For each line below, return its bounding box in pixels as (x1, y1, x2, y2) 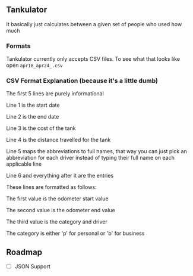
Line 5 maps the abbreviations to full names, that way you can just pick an (6, 148, 187, 155)
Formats (6, 42, 31, 50)
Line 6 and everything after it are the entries (6, 172, 114, 179)
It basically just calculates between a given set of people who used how (6, 20, 182, 27)
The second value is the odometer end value (6, 207, 116, 214)
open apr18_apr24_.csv (6, 62, 63, 69)
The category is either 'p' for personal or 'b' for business (6, 230, 145, 237)
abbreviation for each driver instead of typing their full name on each (6, 154, 175, 162)
